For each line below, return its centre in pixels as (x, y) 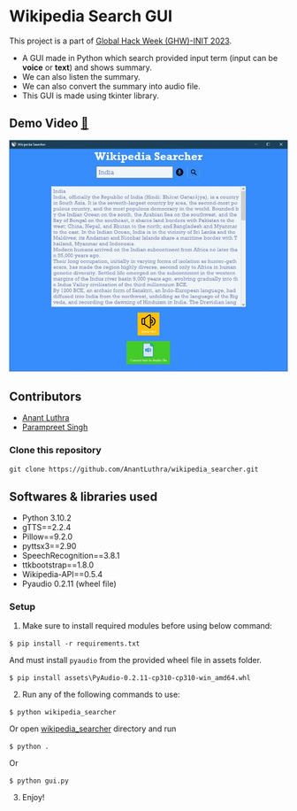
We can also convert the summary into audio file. (111, 86)
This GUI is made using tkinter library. (90, 96)
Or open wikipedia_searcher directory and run (93, 729)
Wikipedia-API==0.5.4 (62, 575)
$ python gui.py (39, 781)
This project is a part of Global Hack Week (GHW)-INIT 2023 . (121, 41)
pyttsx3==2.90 (49, 546)
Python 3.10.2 (47, 518)
